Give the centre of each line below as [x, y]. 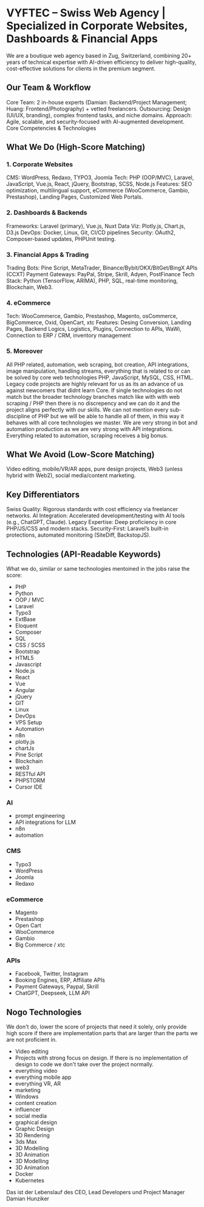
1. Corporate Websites [40, 165]
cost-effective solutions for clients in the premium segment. [81, 68]
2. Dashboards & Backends [47, 212]
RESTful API [30, 774]
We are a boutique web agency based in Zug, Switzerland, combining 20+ [99, 55]
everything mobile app [43, 1077]
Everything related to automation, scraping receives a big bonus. [87, 435]
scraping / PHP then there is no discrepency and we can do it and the [93, 403]
